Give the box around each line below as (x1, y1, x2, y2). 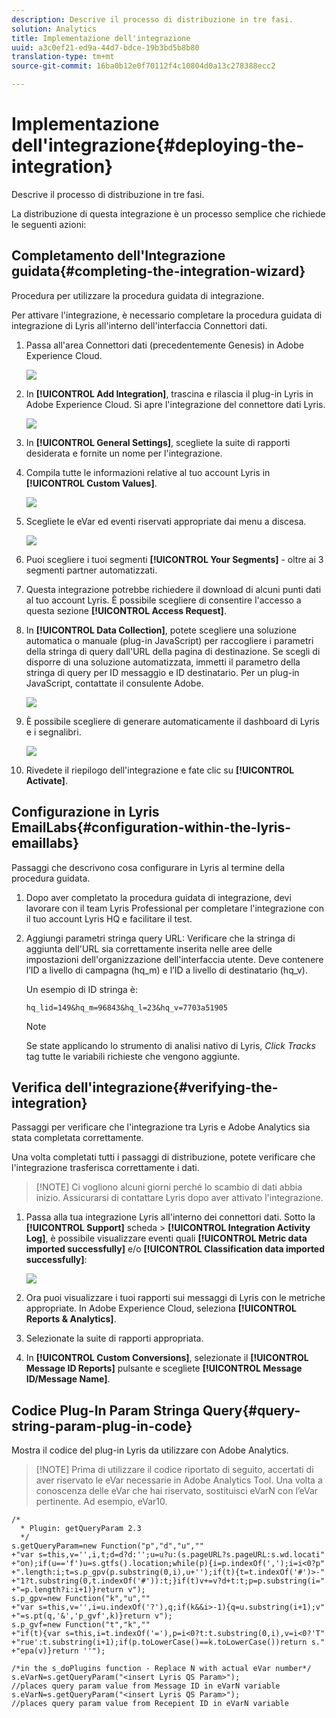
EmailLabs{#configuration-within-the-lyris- (11, 819, 292, 836)
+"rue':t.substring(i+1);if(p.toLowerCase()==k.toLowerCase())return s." (11, 1637, 326, 1648)
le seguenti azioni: (11, 218, 87, 230)
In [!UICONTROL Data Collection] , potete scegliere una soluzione (25, 624, 297, 636)
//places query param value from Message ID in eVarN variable (11, 1681, 281, 1691)
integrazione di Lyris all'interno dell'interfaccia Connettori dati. (11, 319, 268, 331)
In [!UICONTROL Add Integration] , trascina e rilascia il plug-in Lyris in (25, 387, 314, 400)
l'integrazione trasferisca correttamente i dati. (11, 1162, 200, 1174)
